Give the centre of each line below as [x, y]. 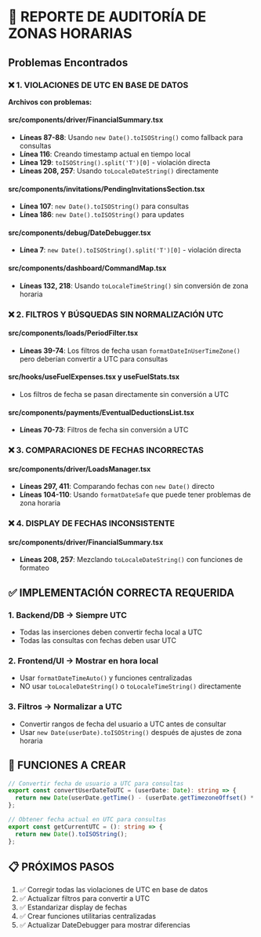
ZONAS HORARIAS [70, 33]
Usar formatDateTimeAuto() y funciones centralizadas [106, 678]
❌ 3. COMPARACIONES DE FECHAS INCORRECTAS [106, 450]
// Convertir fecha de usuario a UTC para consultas [96, 783]
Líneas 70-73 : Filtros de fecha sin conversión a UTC [104, 430]
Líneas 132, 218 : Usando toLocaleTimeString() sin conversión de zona [134, 285]
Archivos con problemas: [50, 101]
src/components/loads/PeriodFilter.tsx [73, 333]
